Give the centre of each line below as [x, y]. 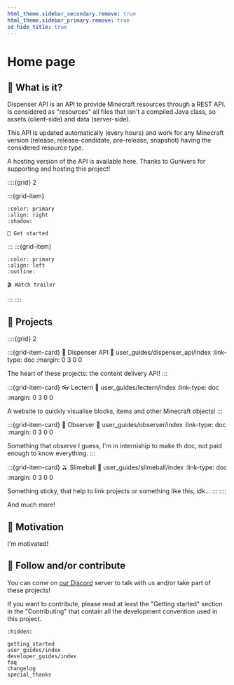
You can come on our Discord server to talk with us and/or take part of [109, 582]
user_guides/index [34, 650]
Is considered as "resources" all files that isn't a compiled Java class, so [111, 112]
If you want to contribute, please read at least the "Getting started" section [115, 604]
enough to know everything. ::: [51, 453]
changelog [22, 668]
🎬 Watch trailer [32, 285]
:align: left [26, 266]
